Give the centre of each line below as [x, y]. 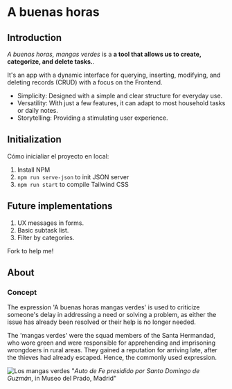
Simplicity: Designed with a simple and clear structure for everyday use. [120, 96]
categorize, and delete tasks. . [51, 62]
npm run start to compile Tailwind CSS [73, 184]
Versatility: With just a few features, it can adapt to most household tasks [121, 103]
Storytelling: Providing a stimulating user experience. [92, 118]
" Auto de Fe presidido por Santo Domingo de [136, 371]
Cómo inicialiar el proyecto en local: [58, 156]
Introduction [35, 38]
